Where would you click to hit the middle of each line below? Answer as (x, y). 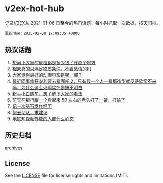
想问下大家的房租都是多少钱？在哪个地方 (54, 62)
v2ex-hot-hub (35, 9)
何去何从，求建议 (30, 112)
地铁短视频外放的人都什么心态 (43, 118)
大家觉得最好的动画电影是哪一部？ (47, 75)
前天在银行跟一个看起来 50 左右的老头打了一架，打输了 (69, 100)
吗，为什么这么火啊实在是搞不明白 (47, 87)
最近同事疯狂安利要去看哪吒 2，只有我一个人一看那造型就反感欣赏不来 (84, 81)
